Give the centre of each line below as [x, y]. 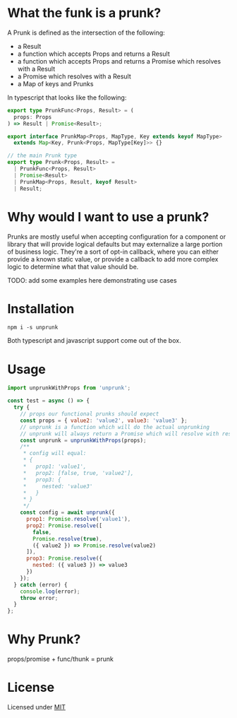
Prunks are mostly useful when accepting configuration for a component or [117, 236]
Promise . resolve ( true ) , [67, 538]
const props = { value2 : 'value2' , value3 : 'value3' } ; [104, 420]
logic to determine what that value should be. [73, 266]
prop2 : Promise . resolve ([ [64, 525]
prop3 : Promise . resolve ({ [64, 559]
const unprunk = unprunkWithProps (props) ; [83, 440]
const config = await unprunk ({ [67, 513]
